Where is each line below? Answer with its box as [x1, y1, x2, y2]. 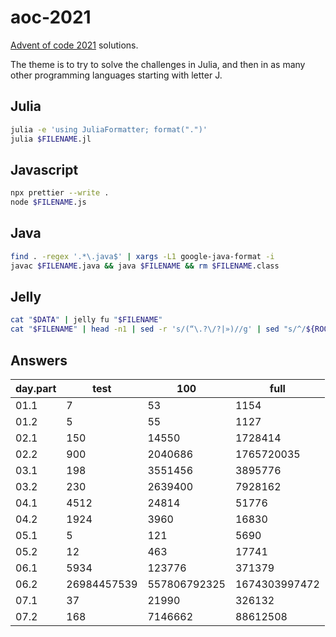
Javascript [10, 161, 79, 178]
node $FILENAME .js [10, 197, 87, 208]
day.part [15, 382, 57, 395]
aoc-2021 [10, 6, 92, 29]
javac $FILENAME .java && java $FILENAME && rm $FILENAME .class [10, 261, 280, 271]
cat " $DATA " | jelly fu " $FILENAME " [10, 315, 163, 325]
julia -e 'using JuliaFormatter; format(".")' [10, 124, 208, 135]
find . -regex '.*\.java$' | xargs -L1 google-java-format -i [10, 251, 275, 261]
